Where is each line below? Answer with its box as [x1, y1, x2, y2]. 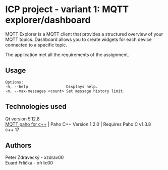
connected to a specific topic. [5, 41, 67, 48]
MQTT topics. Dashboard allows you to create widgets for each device [5, 36, 152, 42]
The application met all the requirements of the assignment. [5, 52, 130, 58]
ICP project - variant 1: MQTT [5, 4, 129, 15]
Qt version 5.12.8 [5, 115, 40, 122]
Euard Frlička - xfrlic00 [5, 160, 53, 166]
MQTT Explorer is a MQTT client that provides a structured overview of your [5, 31, 163, 37]
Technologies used [5, 102, 67, 111]
